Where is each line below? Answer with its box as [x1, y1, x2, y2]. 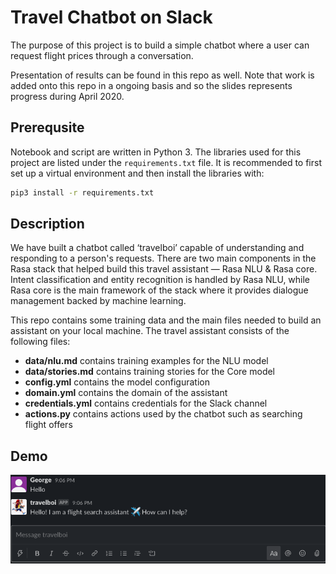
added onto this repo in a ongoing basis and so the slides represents [10, 79, 293, 91]
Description [10, 216, 85, 233]
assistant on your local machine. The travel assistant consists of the [10, 325, 290, 337]
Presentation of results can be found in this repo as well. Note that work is [10, 69, 315, 81]
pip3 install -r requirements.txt [10, 187, 155, 198]
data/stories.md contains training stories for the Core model [24, 366, 276, 378]
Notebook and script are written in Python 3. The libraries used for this [10, 146, 302, 158]
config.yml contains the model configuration [24, 376, 210, 388]
